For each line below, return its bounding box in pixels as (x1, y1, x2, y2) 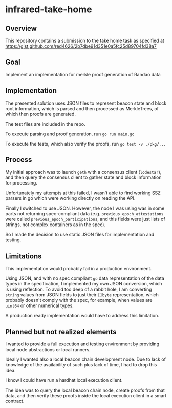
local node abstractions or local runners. (5, 346, 91, 353)
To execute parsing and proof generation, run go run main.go (5, 131, 135, 137)
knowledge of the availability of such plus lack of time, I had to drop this (5, 362, 157, 368)
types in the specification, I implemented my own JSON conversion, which (5, 281, 162, 287)
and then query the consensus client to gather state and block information (5, 174, 162, 180)
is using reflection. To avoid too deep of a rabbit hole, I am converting (5, 286, 152, 293)
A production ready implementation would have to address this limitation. (5, 313, 160, 319)
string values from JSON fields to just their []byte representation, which (5, 292, 159, 298)
